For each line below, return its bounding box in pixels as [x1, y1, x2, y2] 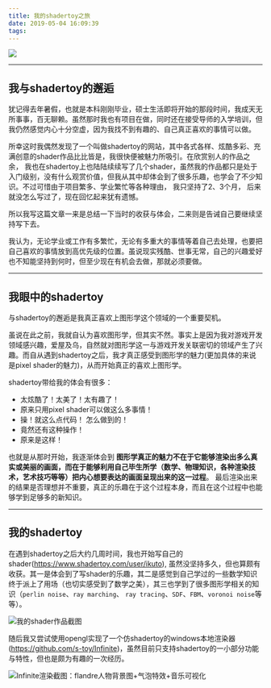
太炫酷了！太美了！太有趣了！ [19, 394, 119, 404]
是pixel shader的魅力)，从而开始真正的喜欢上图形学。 [8, 361, 186, 369]
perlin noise [23, 590, 66, 598]
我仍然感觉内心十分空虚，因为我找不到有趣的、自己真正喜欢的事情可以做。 [8, 124, 256, 134]
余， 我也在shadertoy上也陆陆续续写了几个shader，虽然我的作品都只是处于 [8, 162, 258, 172]
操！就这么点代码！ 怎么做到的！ [19, 415, 129, 424]
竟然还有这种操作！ [19, 425, 85, 434]
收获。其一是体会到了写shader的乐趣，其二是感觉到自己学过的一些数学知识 [8, 569, 258, 578]
